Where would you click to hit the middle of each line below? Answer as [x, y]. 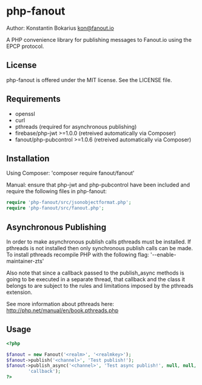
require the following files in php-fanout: [57, 191]
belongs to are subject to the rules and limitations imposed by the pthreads [100, 285]
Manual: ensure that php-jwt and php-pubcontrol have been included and [98, 185]
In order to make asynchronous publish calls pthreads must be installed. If [99, 242]
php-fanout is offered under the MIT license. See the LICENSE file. [89, 80]
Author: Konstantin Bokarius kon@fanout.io [60, 28]
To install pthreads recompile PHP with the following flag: [78, 254]
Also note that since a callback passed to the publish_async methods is [95, 273]
